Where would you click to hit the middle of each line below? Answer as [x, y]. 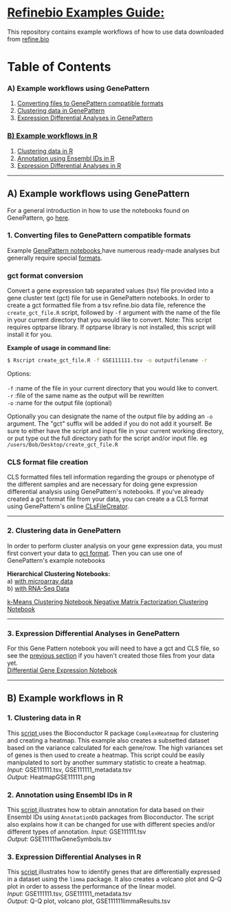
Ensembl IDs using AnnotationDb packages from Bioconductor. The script [111, 817]
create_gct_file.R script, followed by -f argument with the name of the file [114, 313]
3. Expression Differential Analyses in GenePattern [93, 633]
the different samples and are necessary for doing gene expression [102, 484]
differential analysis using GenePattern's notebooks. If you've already [106, 492]
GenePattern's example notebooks [56, 560]
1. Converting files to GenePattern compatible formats [99, 236]
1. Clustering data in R [44, 718]
